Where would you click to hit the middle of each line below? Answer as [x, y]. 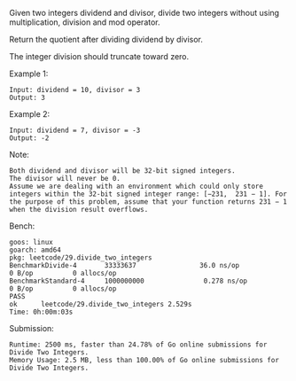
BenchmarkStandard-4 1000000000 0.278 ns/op [129, 281]
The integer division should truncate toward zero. [99, 56]
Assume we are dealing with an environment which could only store [136, 186]
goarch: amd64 [35, 250]
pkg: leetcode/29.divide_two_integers [81, 258]
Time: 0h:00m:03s [41, 312]
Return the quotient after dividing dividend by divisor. [106, 39]
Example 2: [30, 114]
